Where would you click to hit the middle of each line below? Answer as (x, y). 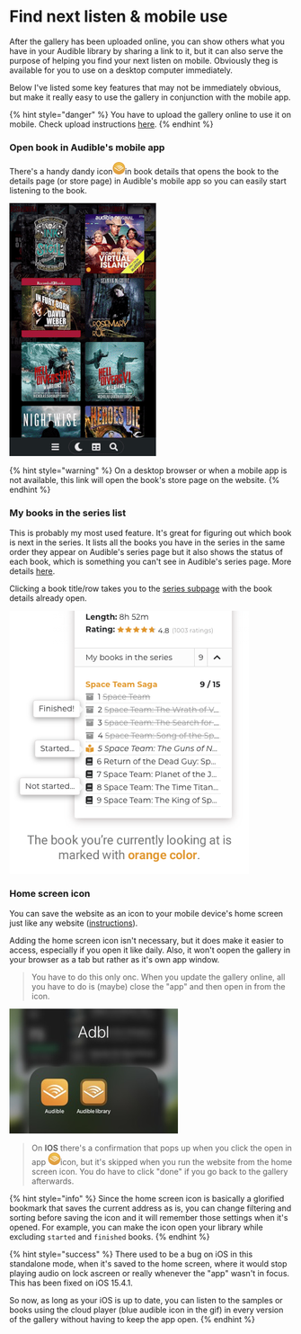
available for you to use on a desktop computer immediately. (121, 70)
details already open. (48, 598)
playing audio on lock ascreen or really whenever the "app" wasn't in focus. (150, 1273)
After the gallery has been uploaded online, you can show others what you (147, 41)
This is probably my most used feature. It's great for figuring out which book (150, 533)
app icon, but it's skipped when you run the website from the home (162, 1161)
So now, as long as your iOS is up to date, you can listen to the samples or (146, 1300)
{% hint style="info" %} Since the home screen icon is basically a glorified (147, 1198)
